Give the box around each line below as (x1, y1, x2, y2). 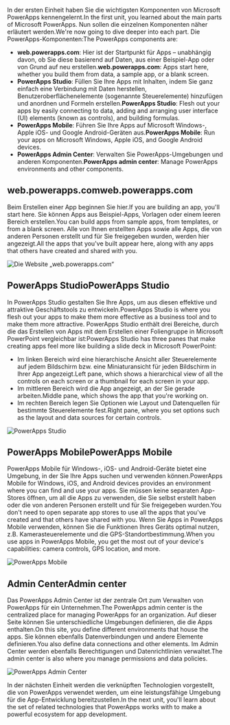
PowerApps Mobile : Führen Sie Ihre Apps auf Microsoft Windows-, (16, 121, 207, 129)
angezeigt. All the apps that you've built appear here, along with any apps (7, 239, 214, 248)
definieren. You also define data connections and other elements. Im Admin (7, 640, 218, 648)
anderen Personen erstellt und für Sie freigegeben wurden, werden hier (7, 232, 209, 240)
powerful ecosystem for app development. (7, 710, 128, 719)
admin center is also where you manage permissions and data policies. (7, 654, 208, 663)
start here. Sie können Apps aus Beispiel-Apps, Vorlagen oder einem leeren (7, 210, 221, 218)
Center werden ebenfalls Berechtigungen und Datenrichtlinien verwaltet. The (7, 647, 223, 656)
